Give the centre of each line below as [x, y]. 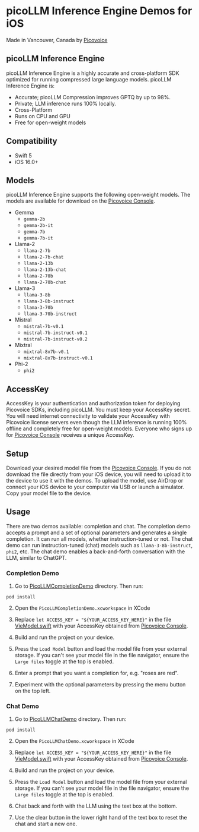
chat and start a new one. [46, 824]
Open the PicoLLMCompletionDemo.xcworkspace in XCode [82, 608]
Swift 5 [23, 155]
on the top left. [33, 691]
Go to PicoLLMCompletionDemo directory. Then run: [79, 586]
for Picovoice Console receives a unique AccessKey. [70, 435]
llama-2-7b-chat [44, 257]
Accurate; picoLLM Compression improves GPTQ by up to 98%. [92, 97]
